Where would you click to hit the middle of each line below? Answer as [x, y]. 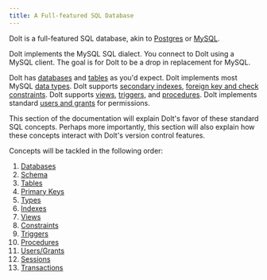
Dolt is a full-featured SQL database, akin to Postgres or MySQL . [114, 38]
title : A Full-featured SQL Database [72, 16]
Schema [34, 174]
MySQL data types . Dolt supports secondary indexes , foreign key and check [134, 86]
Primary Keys [42, 191]
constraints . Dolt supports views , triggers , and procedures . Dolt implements [133, 94]
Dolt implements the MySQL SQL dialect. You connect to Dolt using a [122, 53]
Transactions [42, 267]
